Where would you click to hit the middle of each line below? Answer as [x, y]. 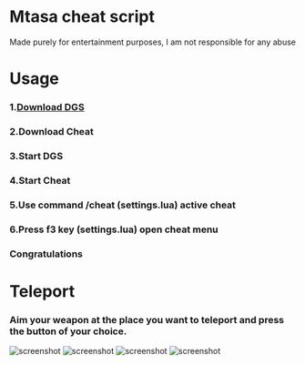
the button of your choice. [68, 331]
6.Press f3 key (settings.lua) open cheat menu [114, 229]
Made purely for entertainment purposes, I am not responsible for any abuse [152, 42]
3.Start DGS [36, 156]
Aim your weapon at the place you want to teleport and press [147, 319]
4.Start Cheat [40, 180]
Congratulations [46, 254]
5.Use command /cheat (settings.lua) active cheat [123, 205]
